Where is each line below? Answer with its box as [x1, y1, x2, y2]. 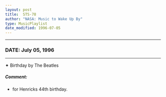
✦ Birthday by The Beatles [5, 62, 59, 68]
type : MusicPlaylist [5, 21, 48, 26]
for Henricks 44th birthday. [12, 86, 68, 92]
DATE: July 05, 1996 [5, 47, 54, 53]
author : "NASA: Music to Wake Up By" [5, 16, 83, 21]
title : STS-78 [5, 12, 37, 17]
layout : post [5, 7, 32, 12]
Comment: [5, 74, 28, 80]
